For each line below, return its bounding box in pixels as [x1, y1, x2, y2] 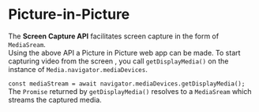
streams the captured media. [8, 95, 103, 104]
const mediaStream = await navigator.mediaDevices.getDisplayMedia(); [8, 80, 246, 88]
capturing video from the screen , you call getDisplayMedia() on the [8, 56, 229, 66]
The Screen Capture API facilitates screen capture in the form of [8, 31, 220, 41]
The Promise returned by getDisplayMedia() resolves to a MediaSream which [8, 86, 252, 96]
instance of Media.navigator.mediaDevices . [8, 64, 148, 74]
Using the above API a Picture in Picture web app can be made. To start [8, 48, 241, 57]
